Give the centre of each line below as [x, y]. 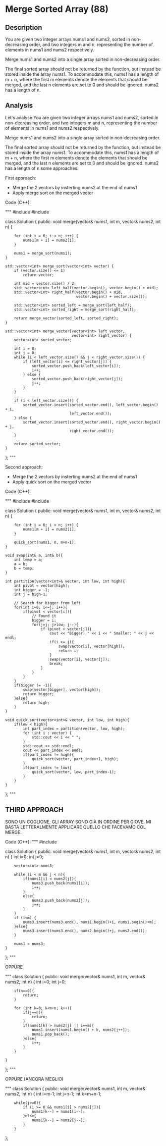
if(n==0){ [24, 991]
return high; [36, 703]
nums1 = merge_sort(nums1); [43, 253]
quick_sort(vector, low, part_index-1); [74, 772]
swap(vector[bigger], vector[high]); [62, 689]
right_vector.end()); [91, 431]
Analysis [19, 106]
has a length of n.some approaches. [42, 168]
